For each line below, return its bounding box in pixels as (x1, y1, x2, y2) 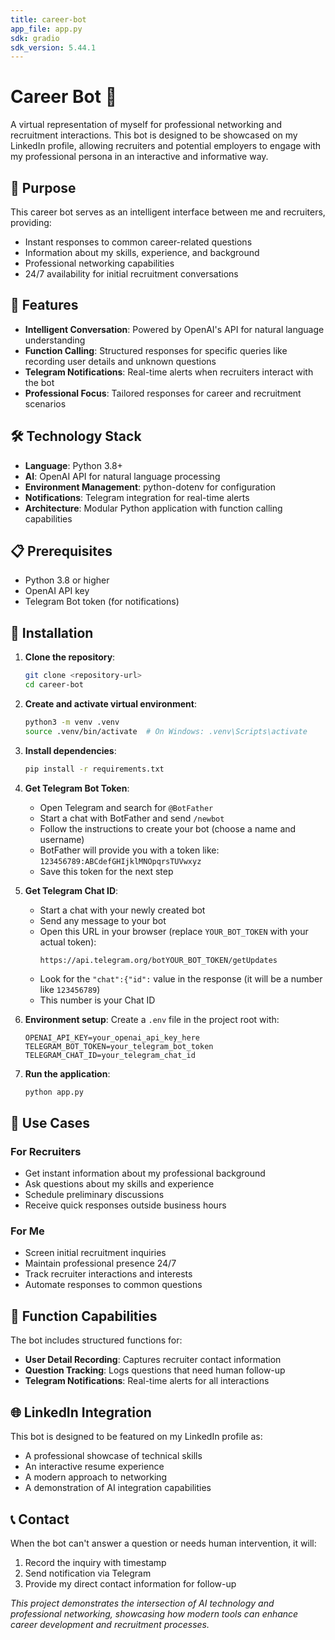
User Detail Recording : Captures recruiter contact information (24, 1354, 282, 1366)
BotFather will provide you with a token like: (39, 844, 220, 856)
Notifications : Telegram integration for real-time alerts (24, 491, 250, 503)
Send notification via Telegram (24, 1567, 152, 1579)
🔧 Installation (10, 624, 94, 641)
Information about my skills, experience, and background (24, 247, 260, 258)
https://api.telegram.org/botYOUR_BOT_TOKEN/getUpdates (39, 955, 278, 965)
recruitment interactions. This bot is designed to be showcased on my (10, 129, 298, 141)
